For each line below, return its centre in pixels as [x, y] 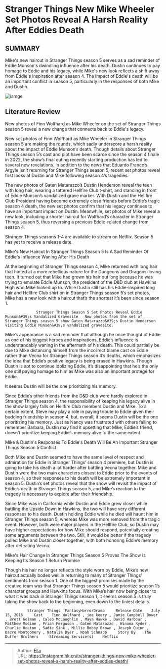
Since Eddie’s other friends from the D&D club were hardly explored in [76, 396]
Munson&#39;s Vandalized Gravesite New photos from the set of [74, 316]
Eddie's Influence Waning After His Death [47, 257]
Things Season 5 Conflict [31, 447]
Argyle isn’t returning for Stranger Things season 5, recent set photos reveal [83, 170]
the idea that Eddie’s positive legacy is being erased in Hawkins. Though [79, 360]
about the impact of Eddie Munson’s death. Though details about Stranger [81, 149]
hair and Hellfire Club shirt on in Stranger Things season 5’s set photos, [78, 293]
